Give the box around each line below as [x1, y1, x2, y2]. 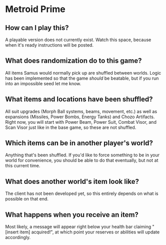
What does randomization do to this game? [5, 57, 142, 65]
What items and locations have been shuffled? [5, 95, 153, 104]
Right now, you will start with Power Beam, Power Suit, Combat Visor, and [5, 119, 156, 125]
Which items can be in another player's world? [5, 139, 153, 147]
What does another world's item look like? [5, 177, 139, 186]
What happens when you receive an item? [5, 210, 139, 219]
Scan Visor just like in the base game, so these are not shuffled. [5, 124, 136, 130]
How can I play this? [5, 24, 69, 32]
